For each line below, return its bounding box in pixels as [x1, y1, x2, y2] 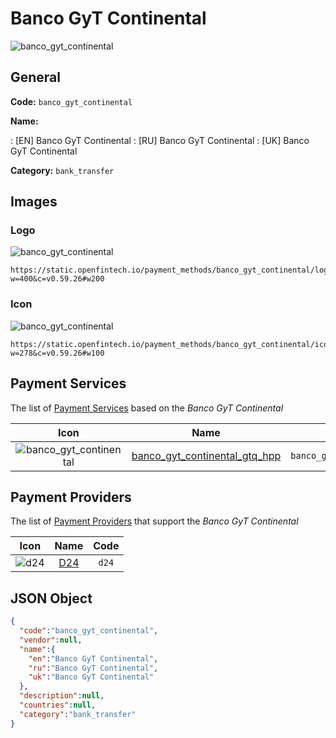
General [10, 69, 62, 86]
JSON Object [10, 590, 93, 607]
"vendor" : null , [19, 635, 83, 645]
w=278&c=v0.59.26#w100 [10, 348, 105, 358]
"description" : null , [19, 691, 105, 701]
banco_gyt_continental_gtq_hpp [131, 448, 282, 462]
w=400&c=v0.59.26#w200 [10, 274, 105, 284]
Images [10, 193, 58, 211]
